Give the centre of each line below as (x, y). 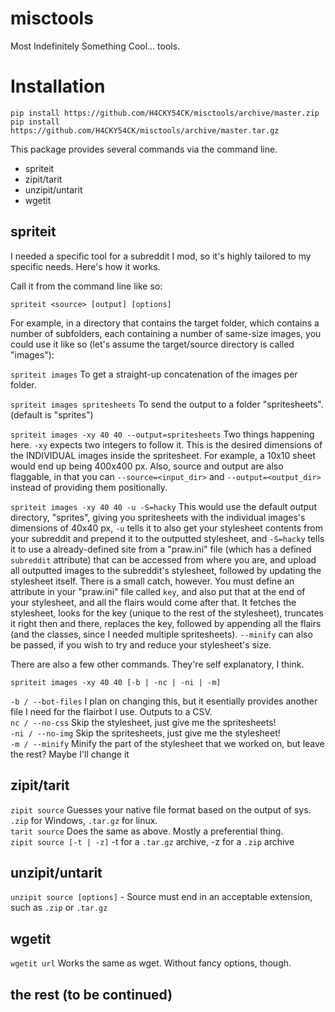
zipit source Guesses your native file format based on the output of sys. (161, 809)
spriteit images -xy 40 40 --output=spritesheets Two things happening (162, 434)
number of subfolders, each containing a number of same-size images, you (166, 333)
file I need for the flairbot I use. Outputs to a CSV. (111, 711)
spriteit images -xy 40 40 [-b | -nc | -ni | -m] (116, 682)
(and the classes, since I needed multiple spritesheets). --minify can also (161, 634)
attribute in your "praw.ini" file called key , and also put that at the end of (158, 591)
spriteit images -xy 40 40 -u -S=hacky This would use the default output (163, 506)
